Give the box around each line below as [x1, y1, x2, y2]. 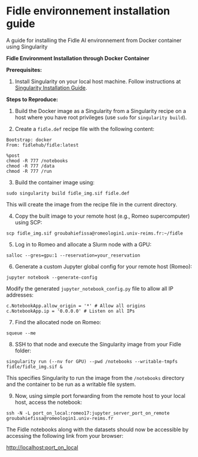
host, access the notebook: [14, 398, 83, 406]
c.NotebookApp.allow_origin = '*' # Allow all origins [6, 303, 146, 309]
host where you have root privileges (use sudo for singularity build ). [14, 114, 187, 121]
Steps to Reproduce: [6, 96, 59, 103]
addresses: [6, 291, 34, 298]
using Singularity [6, 43, 48, 50]
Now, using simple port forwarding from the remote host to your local [14, 392, 185, 399]
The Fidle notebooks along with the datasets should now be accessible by [6, 426, 189, 433]
